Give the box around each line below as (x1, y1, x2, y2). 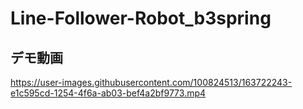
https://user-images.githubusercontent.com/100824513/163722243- (10, 77, 293, 88)
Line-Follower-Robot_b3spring (10, 7, 272, 30)
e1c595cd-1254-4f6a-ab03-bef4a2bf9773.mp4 (10, 87, 207, 99)
